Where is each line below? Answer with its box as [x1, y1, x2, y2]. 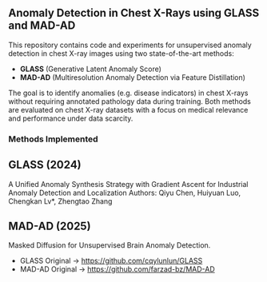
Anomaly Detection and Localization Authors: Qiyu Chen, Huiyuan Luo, [8, 188, 241, 197]
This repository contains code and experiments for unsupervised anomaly [8, 40, 252, 50]
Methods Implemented [8, 133, 98, 145]
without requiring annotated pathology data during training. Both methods [8, 96, 252, 106]
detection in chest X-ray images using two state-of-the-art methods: [8, 48, 234, 58]
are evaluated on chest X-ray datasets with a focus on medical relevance [8, 105, 249, 114]
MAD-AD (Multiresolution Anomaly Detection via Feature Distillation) [19, 72, 246, 82]
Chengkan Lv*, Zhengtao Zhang [8, 196, 113, 206]
